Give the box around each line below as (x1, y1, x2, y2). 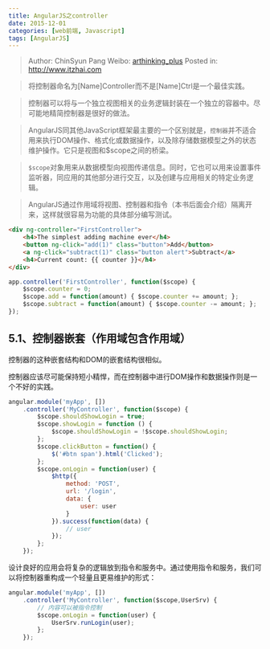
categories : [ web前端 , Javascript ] (8, 27, 125, 35)
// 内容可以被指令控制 (37, 603, 102, 611)
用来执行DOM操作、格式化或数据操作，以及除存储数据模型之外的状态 (27, 136, 257, 145)
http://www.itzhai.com (27, 65, 102, 75)
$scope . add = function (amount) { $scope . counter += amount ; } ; (22, 292, 239, 301)
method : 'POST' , (65, 480, 121, 488)
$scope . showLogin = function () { (37, 420, 153, 428)
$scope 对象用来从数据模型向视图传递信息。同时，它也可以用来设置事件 (27, 162, 261, 173)
